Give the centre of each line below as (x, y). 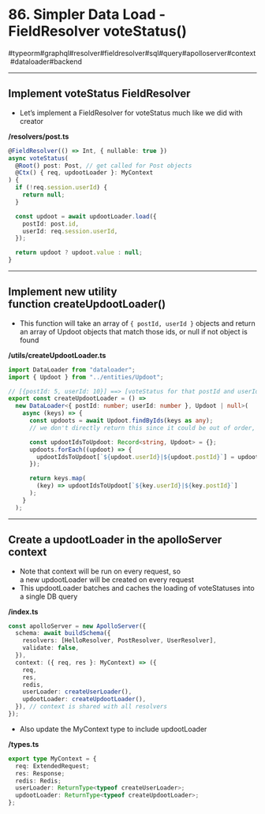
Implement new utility (63, 292)
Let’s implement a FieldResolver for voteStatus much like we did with (131, 113)
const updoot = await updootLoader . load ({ (86, 216)
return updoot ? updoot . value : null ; (79, 253)
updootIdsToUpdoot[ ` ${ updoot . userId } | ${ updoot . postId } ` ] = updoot (148, 457)
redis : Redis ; (38, 781)
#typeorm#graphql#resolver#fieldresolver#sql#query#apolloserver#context (132, 53)
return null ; (44, 195)
